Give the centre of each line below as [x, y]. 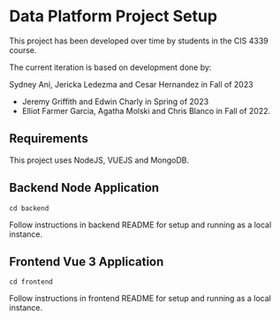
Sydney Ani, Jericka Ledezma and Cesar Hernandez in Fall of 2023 [131, 84]
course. [23, 50]
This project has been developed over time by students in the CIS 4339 [139, 41]
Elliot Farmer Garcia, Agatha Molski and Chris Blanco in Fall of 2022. [146, 110]
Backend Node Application [84, 188]
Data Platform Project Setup [114, 16]
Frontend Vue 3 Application [87, 261]
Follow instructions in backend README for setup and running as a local [140, 225]
